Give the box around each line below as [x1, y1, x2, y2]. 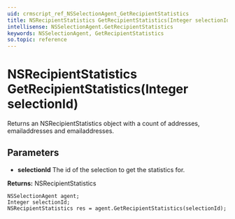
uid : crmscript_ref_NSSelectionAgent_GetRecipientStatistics [7, 10, 190, 17]
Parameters [7, 147, 59, 159]
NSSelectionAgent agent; [7, 192, 80, 199]
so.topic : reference [7, 36, 68, 43]
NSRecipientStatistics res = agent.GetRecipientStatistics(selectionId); [7, 204, 227, 212]
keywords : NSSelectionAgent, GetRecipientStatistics [7, 29, 164, 37]
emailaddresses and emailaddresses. [7, 127, 114, 135]
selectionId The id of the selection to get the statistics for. [17, 165, 185, 174]
